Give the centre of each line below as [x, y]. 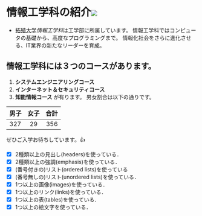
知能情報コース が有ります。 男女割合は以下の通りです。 [85, 97]
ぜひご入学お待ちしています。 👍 [46, 139]
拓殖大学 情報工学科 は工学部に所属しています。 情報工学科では [92, 30]
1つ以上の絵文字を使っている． [53, 207]
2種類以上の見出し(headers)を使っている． [68, 154]
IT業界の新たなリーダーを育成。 [65, 45]
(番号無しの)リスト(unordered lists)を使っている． [77, 177]
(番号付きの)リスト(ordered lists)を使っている [71, 169]
